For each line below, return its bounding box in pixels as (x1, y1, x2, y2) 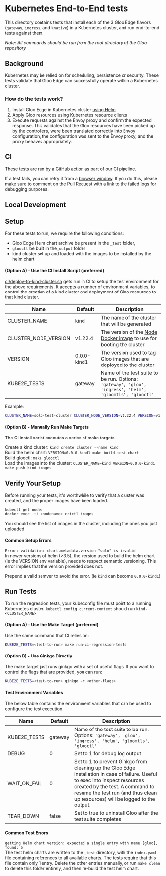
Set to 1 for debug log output (74, 750, 142, 757)
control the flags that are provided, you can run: (5, 669, 103, 675)
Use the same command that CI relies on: (5, 633, 89, 639)
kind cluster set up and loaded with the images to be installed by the (12, 251, 152, 257)
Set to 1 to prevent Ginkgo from (74, 758, 147, 765)
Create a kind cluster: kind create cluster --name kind (5, 444, 119, 450)
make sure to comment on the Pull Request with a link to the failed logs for (5, 181, 157, 187)
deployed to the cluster (100, 362, 155, 368)
